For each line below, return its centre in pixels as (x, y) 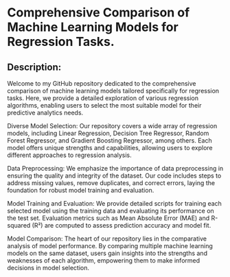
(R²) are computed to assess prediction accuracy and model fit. (122, 225)
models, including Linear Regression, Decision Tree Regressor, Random (108, 133)
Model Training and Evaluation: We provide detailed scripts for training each (114, 203)
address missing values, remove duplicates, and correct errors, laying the (111, 183)
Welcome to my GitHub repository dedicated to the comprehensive (102, 83)
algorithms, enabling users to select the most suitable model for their (104, 105)
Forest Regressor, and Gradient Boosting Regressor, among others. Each (110, 141)
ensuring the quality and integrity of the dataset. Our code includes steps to (114, 176)
